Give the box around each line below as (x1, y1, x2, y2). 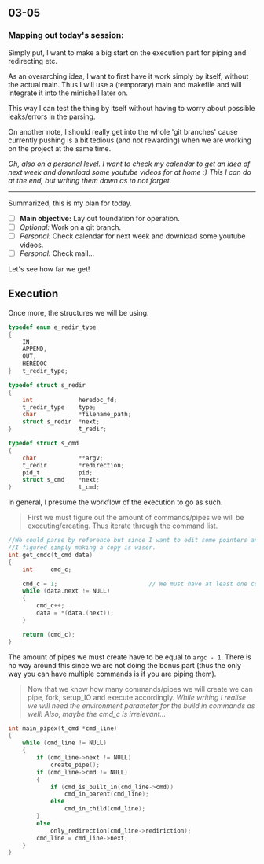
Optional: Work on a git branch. (19, 222, 122, 231)
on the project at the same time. (8, 143, 112, 153)
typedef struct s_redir (8, 381, 86, 389)
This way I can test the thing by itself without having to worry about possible (8, 103, 255, 113)
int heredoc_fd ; (22, 396, 118, 404)
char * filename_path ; (22, 411, 132, 419)
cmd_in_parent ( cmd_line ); (64, 790, 149, 798)
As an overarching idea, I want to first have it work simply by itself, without (8, 71, 249, 81)
